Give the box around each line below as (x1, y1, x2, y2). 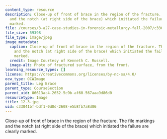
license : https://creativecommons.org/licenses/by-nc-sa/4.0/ (5, 72, 137, 77)
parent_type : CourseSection (5, 85, 64, 91)
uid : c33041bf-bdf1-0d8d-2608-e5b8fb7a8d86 (5, 104, 97, 109)
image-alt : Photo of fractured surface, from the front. (9, 63, 130, 68)
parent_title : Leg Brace (5, 81, 57, 86)
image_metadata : (5, 40, 39, 45)
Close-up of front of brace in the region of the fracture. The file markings (5, 118, 155, 124)
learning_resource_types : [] (5, 68, 66, 72)
